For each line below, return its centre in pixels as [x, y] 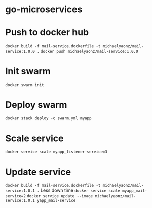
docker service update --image [60, 196]
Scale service [34, 138]
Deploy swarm [36, 105]
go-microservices [44, 9]
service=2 [16, 196]
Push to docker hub [47, 33]
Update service [38, 172]
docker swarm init [25, 85]
